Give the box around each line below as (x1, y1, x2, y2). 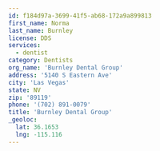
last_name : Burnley (8, 26, 74, 34)
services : (8, 42, 42, 50)
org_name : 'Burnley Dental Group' (8, 64, 124, 72)
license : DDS (8, 34, 52, 42)
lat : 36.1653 (15, 123, 59, 131)
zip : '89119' (8, 93, 52, 101)
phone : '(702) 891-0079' (8, 101, 91, 109)
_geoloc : (8, 116, 38, 124)
